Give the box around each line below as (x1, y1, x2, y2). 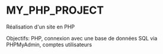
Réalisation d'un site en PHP (6, 23, 75, 30)
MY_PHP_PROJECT (6, 4, 104, 17)
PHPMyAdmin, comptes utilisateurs (6, 41, 92, 48)
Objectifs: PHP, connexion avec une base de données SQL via (6, 34, 158, 42)
